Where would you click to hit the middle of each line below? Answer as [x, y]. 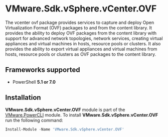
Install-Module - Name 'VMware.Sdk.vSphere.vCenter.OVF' [65, 129]
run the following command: [34, 120]
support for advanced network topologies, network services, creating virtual [84, 38]
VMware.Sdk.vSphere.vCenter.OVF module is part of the [65, 110]
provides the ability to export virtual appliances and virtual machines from [81, 49]
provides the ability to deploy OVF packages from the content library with [81, 33]
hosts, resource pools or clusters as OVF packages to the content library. [81, 54]
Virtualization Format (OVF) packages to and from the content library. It [78, 27]
